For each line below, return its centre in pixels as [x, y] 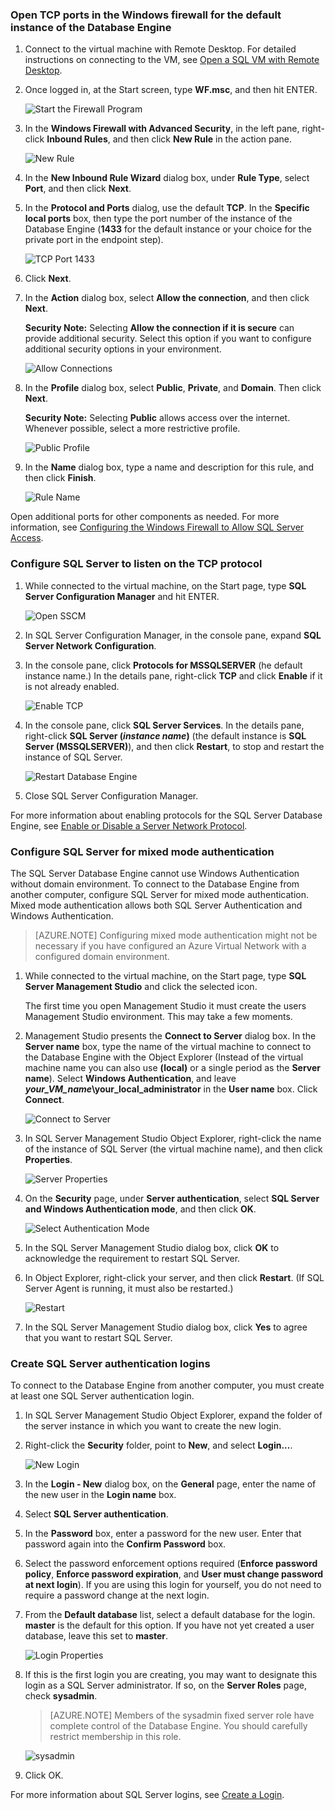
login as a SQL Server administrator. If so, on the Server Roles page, [165, 1685]
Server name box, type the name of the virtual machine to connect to [168, 1046]
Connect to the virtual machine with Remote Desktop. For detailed [160, 49]
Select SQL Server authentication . [96, 1514]
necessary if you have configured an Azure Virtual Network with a [170, 945]
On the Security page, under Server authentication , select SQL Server [172, 1198]
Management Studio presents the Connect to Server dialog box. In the [170, 1035]
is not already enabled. [72, 686]
